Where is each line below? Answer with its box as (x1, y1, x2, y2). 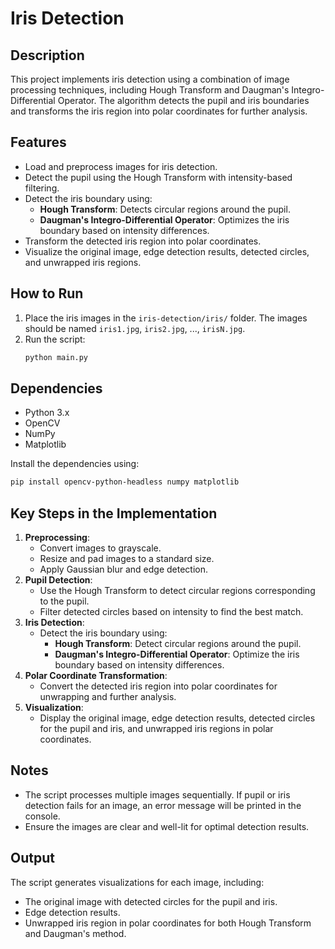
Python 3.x (24, 407, 70, 419)
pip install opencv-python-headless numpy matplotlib (10, 477, 240, 487)
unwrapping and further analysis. (39, 691, 177, 702)
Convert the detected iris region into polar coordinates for (39, 680, 278, 692)
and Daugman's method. (24, 927, 127, 939)
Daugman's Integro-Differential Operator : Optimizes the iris (39, 213, 290, 226)
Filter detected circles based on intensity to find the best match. (39, 606, 304, 617)
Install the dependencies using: (10, 458, 140, 470)
